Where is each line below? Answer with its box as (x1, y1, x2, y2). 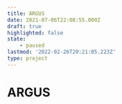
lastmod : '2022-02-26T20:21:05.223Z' (7, 49, 116, 56)
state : (7, 36, 26, 43)
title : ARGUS (7, 10, 45, 17)
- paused (19, 42, 45, 49)
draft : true (7, 23, 42, 30)
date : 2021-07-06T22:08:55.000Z (7, 17, 101, 23)
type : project (7, 55, 49, 62)
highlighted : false (7, 29, 64, 37)
